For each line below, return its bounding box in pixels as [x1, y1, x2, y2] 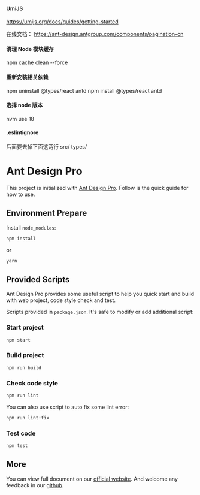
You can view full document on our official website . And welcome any [6, 475, 178, 482]
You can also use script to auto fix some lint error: [6, 403, 129, 411]
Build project [6, 351, 44, 360]
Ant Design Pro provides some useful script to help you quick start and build [6, 291, 195, 298]
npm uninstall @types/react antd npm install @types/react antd [6, 87, 162, 94]
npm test [6, 443, 28, 449]
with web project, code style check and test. [6, 297, 116, 304]
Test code [6, 429, 36, 437]
